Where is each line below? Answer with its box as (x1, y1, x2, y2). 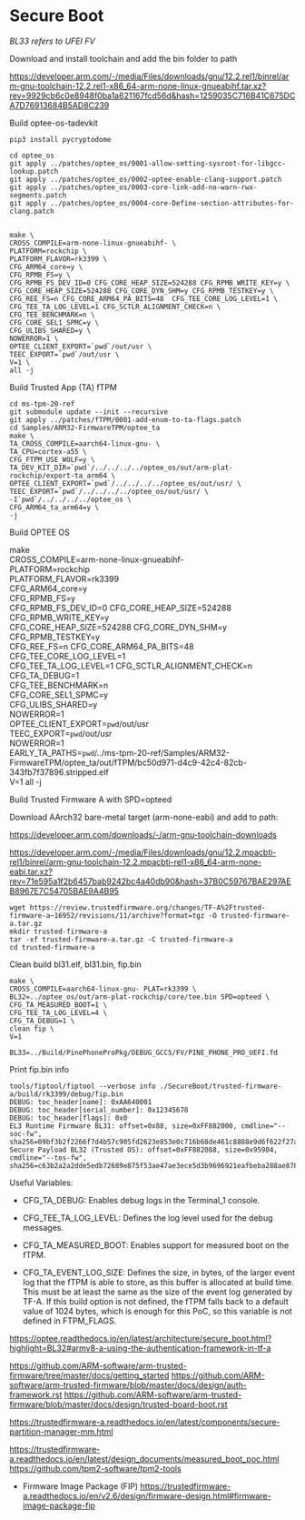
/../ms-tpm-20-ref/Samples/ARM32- (93, 747, 230, 758)
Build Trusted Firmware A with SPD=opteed (9, 793, 172, 805)
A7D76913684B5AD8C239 (9, 99, 110, 110)
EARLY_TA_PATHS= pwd (9, 747, 95, 758)
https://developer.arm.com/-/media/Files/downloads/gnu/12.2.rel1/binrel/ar (9, 70, 290, 82)
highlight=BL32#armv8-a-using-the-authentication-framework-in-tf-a (9, 1343, 271, 1354)
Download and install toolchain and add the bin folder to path (9, 53, 238, 64)
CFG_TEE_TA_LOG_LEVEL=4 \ (9, 1008, 107, 1017)
